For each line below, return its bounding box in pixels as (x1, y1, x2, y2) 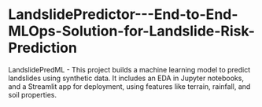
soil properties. (8, 90, 57, 99)
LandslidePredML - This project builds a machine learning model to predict (8, 65, 251, 74)
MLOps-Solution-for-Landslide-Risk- (8, 22, 256, 40)
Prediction (8, 39, 77, 57)
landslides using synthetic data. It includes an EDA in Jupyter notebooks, (8, 73, 244, 83)
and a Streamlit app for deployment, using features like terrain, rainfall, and (8, 81, 251, 91)
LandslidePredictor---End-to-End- (8, 6, 238, 24)
